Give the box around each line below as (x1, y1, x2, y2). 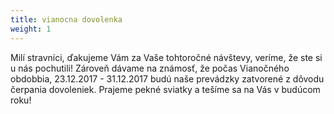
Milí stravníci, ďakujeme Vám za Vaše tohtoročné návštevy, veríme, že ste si (10, 51, 323, 63)
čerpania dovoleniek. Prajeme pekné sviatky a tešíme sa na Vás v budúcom (10, 83, 321, 95)
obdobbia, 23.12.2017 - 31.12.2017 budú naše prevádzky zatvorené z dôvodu (10, 72, 325, 85)
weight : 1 (10, 24, 52, 34)
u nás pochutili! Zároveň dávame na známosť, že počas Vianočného (10, 62, 290, 74)
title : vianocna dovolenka (10, 14, 123, 25)
